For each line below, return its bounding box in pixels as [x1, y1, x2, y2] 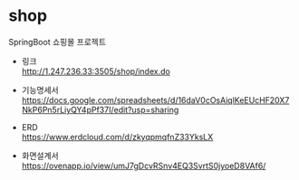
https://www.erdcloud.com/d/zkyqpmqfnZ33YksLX [21, 131, 214, 142]
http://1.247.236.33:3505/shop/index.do [21, 65, 171, 77]
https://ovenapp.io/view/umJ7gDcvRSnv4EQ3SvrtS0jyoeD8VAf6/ [21, 160, 266, 171]
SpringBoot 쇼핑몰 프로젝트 [8, 36, 106, 47]
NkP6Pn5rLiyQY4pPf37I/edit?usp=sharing [21, 104, 179, 115]
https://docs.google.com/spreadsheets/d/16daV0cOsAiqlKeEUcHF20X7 [21, 94, 290, 105]
